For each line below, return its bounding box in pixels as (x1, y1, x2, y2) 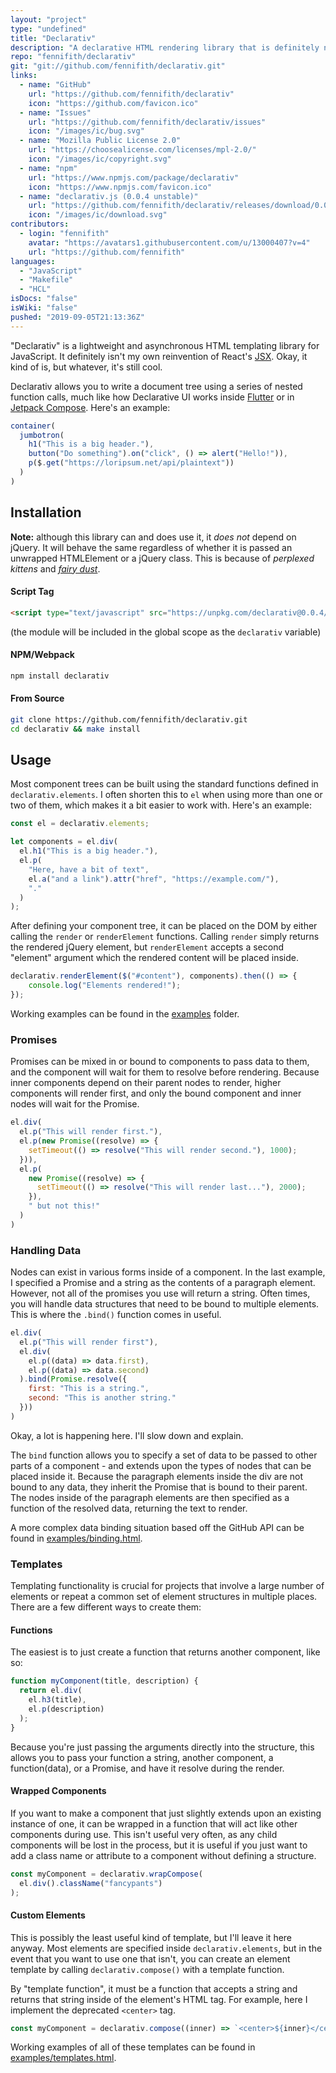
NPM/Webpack (10, 649, 75, 661)
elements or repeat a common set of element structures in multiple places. (10, 1591, 318, 1603)
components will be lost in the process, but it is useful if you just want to (10, 1839, 308, 1851)
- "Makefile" (19, 275, 74, 285)
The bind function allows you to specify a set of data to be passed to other (10, 1449, 318, 1461)
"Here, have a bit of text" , (28, 864, 150, 875)
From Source (10, 692, 65, 705)
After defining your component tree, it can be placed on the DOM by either (10, 920, 318, 932)
